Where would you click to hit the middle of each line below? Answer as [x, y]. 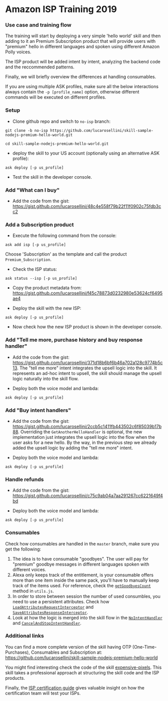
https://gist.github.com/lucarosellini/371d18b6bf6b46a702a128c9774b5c [88, 362]
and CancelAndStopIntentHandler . [47, 623]
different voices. [29, 569]
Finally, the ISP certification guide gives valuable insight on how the [75, 687]
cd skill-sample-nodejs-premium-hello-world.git [57, 144]
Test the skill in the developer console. [52, 177]
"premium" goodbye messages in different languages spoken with [81, 564]
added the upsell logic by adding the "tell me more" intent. [72, 448]
